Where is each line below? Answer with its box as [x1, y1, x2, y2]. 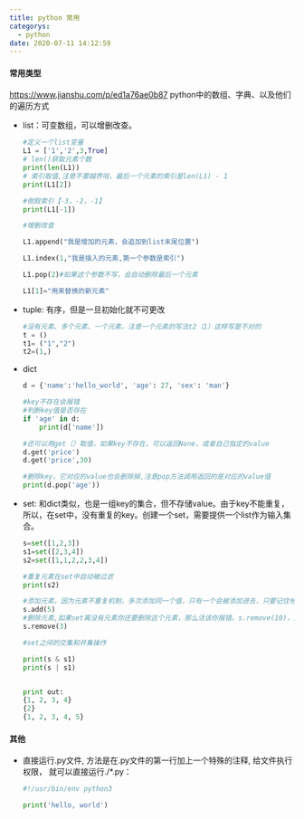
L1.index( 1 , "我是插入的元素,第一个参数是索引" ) [22, 254, 185, 263]
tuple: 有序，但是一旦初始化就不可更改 [22, 304, 166, 315]
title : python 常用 [9, 13, 81, 23]
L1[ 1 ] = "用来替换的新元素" [22, 286, 110, 295]
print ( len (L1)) [22, 164, 81, 173]
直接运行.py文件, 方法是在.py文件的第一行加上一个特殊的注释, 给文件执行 [22, 755, 293, 766]
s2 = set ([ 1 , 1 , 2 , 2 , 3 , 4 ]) [22, 556, 109, 565]
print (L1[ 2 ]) [22, 180, 72, 189]
